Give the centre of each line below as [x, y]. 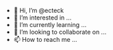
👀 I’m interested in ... [42, 18]
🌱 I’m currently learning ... [50, 25]
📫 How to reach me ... [45, 40]
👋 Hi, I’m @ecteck [38, 10]
